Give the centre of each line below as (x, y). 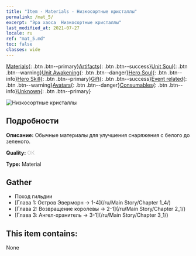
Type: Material (24, 164)
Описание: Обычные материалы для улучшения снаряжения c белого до (98, 135)
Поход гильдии (33, 196)
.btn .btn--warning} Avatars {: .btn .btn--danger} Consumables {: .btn (87, 85)
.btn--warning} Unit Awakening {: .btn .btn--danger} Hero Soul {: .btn (87, 72)
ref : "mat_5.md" (26, 39)
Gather (19, 182)
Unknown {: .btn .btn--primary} (54, 91)
